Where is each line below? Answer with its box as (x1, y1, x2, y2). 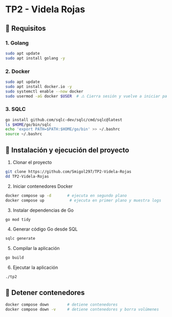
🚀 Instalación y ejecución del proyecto (5, 146, 130, 154)
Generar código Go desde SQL (12, 226, 78, 232)
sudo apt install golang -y (5, 55, 66, 61)
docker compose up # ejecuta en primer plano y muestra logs (5, 198, 161, 203)
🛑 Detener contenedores (5, 288, 85, 297)
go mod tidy (5, 217, 31, 222)
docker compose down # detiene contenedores (5, 302, 118, 307)
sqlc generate (5, 236, 36, 241)
